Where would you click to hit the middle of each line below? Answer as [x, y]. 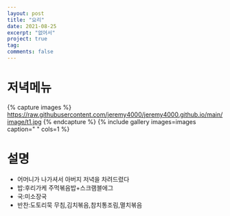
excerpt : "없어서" [31, 33]
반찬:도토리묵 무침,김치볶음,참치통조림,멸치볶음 [80, 205]
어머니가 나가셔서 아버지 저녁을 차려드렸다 [73, 179]
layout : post [26, 13]
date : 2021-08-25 [32, 26]
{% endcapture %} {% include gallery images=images [120, 121]
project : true [27, 39]
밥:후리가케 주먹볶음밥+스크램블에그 [65, 188]
